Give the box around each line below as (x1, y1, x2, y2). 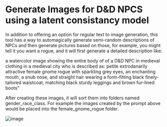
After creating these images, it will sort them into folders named (5, 95, 140, 101)
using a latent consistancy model (5, 14, 150, 26)
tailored (5, 79, 22, 86)
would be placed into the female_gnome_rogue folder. (5, 105, 119, 112)
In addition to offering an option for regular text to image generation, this (5, 31, 158, 37)
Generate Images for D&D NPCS (5, 4, 143, 15)
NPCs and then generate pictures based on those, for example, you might (5, 42, 161, 48)
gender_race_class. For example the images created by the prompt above (5, 100, 161, 106)
